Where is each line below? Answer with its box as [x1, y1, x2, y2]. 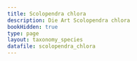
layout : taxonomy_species [7, 36, 83, 43]
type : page [7, 29, 39, 37]
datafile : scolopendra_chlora [7, 43, 96, 50]
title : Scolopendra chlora [7, 10, 86, 18]
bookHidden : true [7, 23, 58, 30]
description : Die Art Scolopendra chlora [7, 17, 131, 24]
